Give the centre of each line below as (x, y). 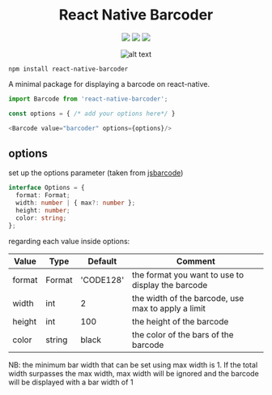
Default (102, 261)
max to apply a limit (169, 308)
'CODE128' (102, 280)
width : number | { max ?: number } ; (76, 203)
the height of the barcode (181, 321)
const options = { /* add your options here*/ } (92, 114)
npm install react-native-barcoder (68, 69)
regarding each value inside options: (69, 241)
